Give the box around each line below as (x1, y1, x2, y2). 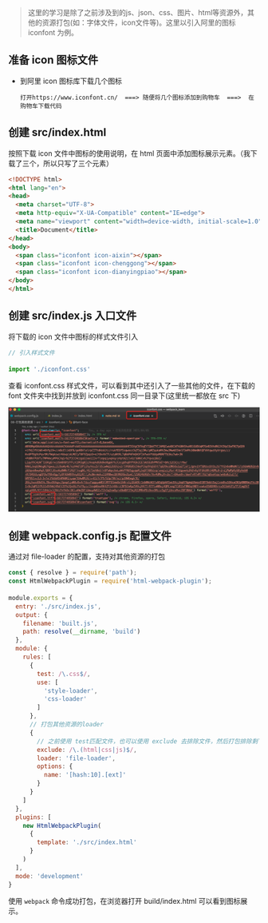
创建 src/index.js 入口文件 (8, 309, 137, 323)
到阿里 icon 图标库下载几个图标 (19, 76, 122, 86)
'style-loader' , (43, 686, 98, 694)
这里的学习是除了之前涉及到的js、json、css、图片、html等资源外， (27, 8, 248, 17)
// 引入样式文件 (8, 348, 55, 356)
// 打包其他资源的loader (29, 721, 104, 729)
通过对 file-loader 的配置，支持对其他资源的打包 (8, 551, 166, 562)
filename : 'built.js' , (22, 619, 98, 627)
